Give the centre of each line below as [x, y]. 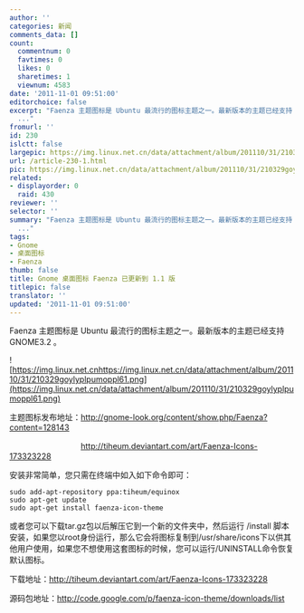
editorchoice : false [48, 102]
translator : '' [38, 295]
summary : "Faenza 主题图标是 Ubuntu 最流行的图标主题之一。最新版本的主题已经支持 [151, 220]
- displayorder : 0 [44, 187]
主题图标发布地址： [45, 417]
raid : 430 [36, 195]
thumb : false [34, 271]
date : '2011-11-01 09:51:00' [64, 93]
